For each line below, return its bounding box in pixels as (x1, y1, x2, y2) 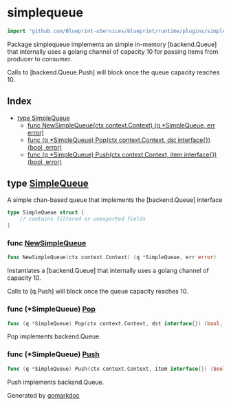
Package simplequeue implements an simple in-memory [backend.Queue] (7, 40, 217, 48)
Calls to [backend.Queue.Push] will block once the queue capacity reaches (7, 68, 220, 77)
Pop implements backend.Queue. (7, 332, 101, 341)
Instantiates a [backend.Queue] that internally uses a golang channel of (7, 267, 210, 275)
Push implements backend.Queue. (7, 378, 104, 386)
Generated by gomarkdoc (7, 391, 80, 399)
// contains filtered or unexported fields (19, 216, 146, 223)
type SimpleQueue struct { (7, 209, 85, 216)
